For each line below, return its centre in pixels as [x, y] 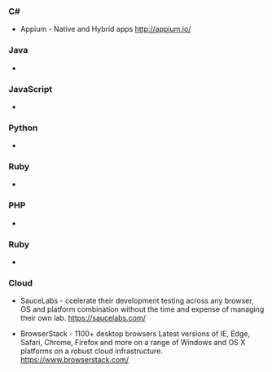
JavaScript [31, 89]
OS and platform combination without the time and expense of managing [142, 309]
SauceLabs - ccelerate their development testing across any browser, [137, 301]
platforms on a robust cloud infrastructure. [91, 351]
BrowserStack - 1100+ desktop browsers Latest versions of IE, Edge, [135, 334]
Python [23, 128]
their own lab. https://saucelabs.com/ [83, 318]
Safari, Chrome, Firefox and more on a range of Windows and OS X [133, 343]
